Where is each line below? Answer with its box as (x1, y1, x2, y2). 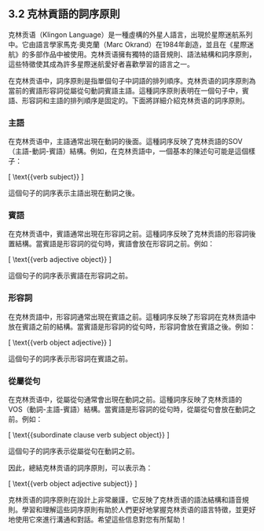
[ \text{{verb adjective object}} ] (8, 255, 112, 264)
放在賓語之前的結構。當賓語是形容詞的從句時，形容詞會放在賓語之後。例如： (8, 322, 256, 331)
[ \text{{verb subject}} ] (8, 172, 84, 182)
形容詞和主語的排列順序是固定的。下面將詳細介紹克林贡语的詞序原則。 (21, 95, 249, 105)
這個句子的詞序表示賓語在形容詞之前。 (8, 271, 132, 281)
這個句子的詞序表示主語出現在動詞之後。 (8, 188, 139, 198)
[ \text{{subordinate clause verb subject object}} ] (8, 430, 170, 439)
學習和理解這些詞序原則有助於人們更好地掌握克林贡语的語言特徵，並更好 (21, 505, 256, 514)
